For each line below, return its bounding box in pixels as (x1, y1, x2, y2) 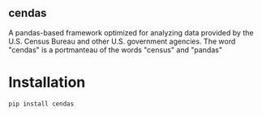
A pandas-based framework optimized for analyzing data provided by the (8, 27, 254, 37)
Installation (8, 73, 86, 91)
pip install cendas (8, 100, 75, 108)
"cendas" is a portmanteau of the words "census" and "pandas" (8, 44, 223, 55)
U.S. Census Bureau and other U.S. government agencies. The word (8, 36, 236, 46)
